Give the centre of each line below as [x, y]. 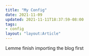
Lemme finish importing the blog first [44, 48]
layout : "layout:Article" [33, 34]
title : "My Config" [26, 10]
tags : [11, 24]
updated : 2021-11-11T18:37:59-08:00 [44, 19]
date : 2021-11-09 [24, 15]
